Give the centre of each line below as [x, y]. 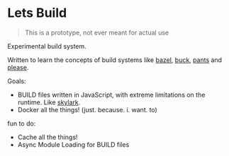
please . [18, 67]
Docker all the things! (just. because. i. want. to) [87, 109]
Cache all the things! [48, 137]
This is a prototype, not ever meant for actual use [96, 32]
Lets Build [37, 13]
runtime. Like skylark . [49, 102]
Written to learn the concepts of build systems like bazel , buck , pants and [114, 60]
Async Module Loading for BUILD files [73, 144]
